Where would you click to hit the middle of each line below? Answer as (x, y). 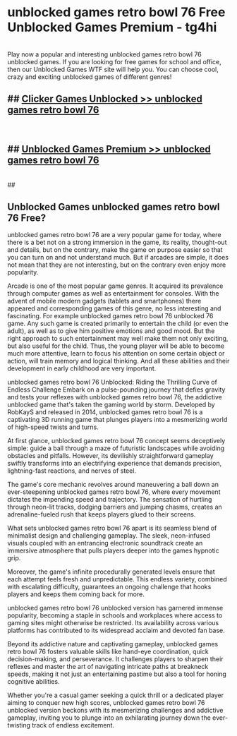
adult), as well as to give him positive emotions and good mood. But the (111, 331)
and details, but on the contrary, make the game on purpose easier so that (115, 250)
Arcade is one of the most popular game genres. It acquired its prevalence (115, 286)
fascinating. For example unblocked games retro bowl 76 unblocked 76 (110, 316)
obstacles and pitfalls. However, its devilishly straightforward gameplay (110, 456)
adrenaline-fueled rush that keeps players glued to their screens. (102, 514)
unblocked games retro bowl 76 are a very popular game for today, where (114, 235)
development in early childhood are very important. (82, 368)
